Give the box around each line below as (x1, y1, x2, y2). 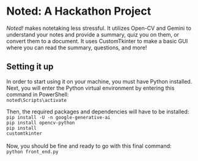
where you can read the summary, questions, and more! (6, 44, 147, 51)
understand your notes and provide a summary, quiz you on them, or (6, 30, 179, 38)
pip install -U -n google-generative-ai (6, 114, 111, 120)
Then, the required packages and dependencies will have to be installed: (6, 108, 189, 115)
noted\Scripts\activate (6, 97, 67, 103)
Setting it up (6, 62, 54, 72)
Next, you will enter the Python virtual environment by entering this (6, 84, 175, 91)
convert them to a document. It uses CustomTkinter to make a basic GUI (6, 37, 188, 45)
